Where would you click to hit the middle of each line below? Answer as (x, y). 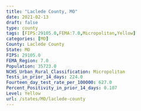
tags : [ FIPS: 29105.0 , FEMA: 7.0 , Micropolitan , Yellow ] (71, 33)
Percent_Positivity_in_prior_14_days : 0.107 (62, 88)
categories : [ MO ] (27, 39)
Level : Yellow (24, 93)
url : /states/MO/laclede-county (46, 99)
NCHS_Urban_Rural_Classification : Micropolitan (66, 72)
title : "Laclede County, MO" (42, 11)
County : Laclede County (35, 45)
